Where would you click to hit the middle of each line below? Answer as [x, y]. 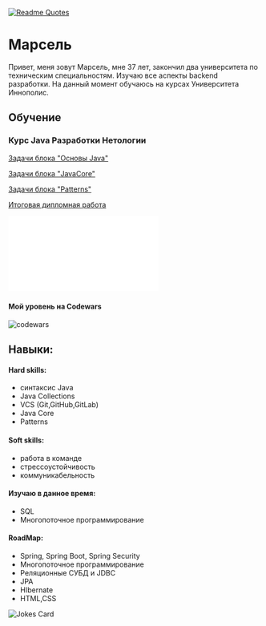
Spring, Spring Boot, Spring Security [80, 556]
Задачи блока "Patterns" [50, 189]
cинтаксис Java [46, 388]
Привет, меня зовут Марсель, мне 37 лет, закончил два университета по [133, 67]
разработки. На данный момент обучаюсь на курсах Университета [124, 83]
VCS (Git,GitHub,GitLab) [59, 405]
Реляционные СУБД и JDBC [68, 573]
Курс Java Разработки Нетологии [77, 140]
